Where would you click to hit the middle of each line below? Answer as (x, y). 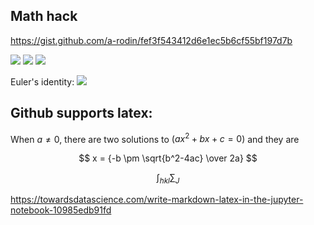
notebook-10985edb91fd (61, 210)
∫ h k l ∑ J (168, 179)
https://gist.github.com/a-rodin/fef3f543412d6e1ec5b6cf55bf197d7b (151, 40)
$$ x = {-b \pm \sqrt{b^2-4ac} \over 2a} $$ (168, 158)
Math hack (44, 16)
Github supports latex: (81, 113)
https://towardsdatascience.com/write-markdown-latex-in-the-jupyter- (157, 200)
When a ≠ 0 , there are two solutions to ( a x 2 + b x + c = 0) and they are (155, 138)
